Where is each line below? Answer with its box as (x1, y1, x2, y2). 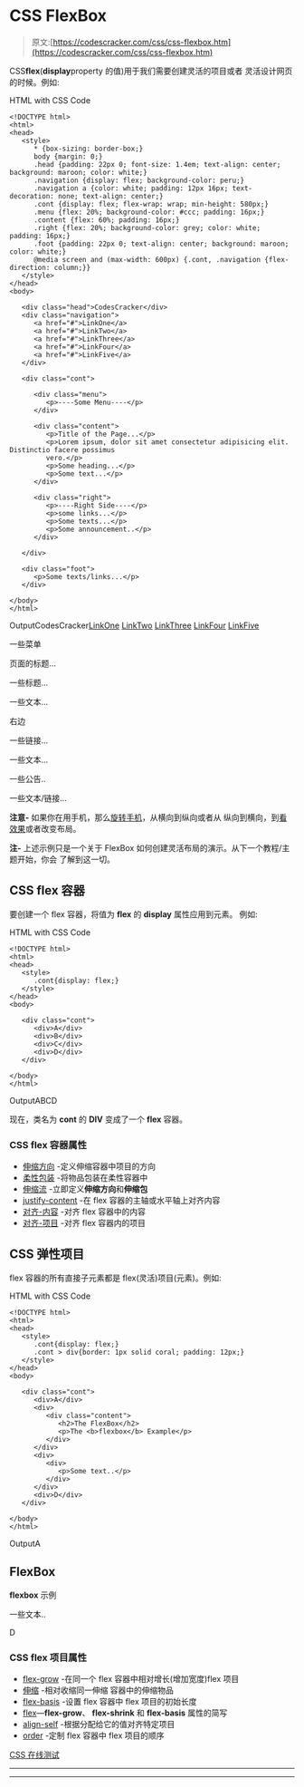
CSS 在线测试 (9, 1749, 61, 1760)
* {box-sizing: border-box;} (33, 144, 144, 153)
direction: (9, 263, 51, 272)
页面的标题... (9, 658, 57, 669)
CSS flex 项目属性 (9, 1651, 88, 1664)
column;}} (53, 263, 91, 272)
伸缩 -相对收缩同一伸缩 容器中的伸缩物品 (22, 1685, 175, 1695)
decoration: (9, 191, 54, 200)
